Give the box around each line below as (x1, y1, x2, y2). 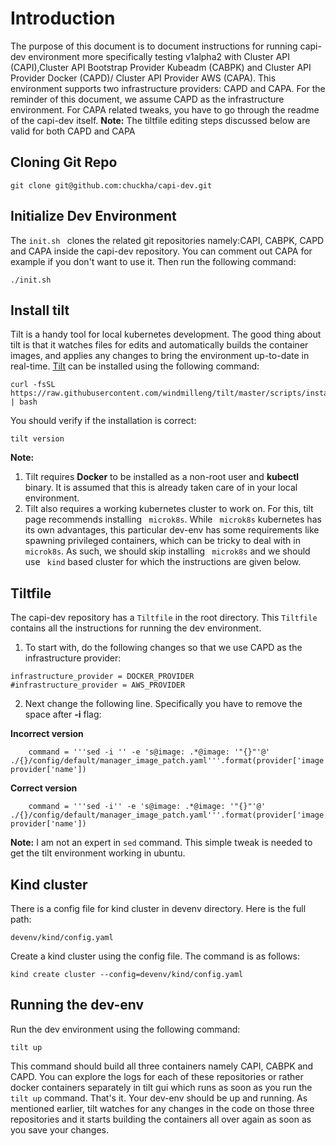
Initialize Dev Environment (10, 208, 177, 225)
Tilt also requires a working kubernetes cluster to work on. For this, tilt (24, 503, 314, 515)
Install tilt (10, 302, 70, 319)
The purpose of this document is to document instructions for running (10, 40, 298, 52)
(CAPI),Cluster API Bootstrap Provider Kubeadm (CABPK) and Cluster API (10, 61, 312, 73)
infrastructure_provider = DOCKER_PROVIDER (10, 672, 195, 682)
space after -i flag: (24, 708, 102, 721)
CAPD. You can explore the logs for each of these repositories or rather (10, 1070, 304, 1082)
